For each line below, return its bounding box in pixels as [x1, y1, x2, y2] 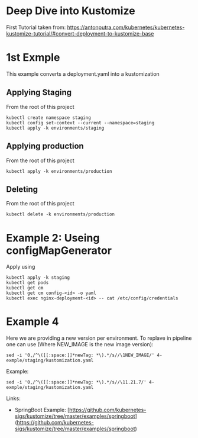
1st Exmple [6, 51, 60, 65]
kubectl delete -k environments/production [6, 211, 115, 217]
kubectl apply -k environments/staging [6, 125, 105, 131]
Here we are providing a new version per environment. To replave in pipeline [6, 334, 192, 342]
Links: [6, 395, 21, 402]
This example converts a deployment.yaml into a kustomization [6, 70, 160, 78]
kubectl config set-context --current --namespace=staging [6, 120, 155, 125]
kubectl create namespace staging [6, 114, 92, 121]
